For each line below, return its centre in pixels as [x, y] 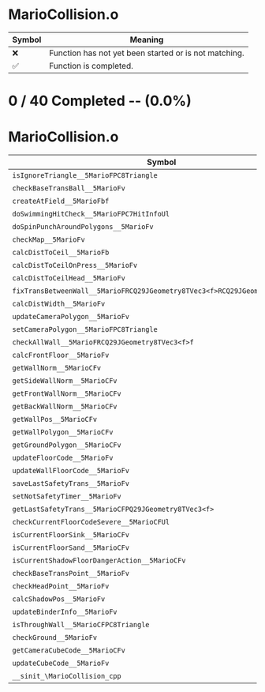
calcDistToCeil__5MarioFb [61, 253]
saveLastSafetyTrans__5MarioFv [71, 484]
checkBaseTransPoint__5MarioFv [71, 574]
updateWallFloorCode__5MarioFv [71, 471]
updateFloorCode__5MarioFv [63, 458]
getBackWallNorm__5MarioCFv [65, 407]
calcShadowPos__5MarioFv [59, 599]
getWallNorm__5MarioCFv [57, 368]
